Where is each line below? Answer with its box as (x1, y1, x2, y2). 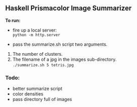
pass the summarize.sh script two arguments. (12, 41, 108, 47)
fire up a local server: (12, 27, 57, 33)
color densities (12, 91, 44, 97)
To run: (5, 17, 21, 23)
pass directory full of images (12, 96, 72, 102)
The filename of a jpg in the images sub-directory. (12, 56, 117, 62)
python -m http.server (12, 32, 60, 37)
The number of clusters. (12, 51, 63, 57)
